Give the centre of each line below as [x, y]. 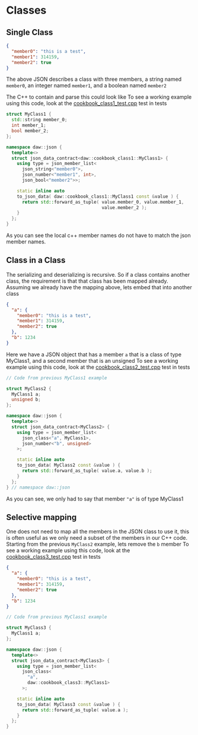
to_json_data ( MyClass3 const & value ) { [68, 704]
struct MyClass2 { [29, 389]
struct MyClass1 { [29, 114]
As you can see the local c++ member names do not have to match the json [98, 235]
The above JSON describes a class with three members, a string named [94, 79]
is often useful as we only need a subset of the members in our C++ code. [97, 538]
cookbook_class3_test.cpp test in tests [53, 557]
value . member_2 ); [124, 207]
